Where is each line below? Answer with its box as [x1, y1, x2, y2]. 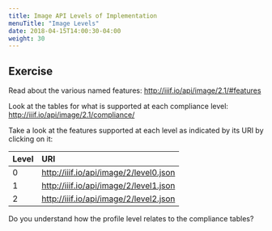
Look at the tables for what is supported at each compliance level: [8, 102, 229, 111]
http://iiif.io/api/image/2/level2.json [41, 193, 176, 204]
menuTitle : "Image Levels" [8, 19, 100, 27]
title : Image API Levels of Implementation [8, 11, 158, 20]
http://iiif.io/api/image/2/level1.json [41, 180, 176, 191]
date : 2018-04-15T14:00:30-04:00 [8, 27, 121, 35]
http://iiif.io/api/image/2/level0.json [41, 167, 176, 178]
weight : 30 [8, 34, 45, 43]
